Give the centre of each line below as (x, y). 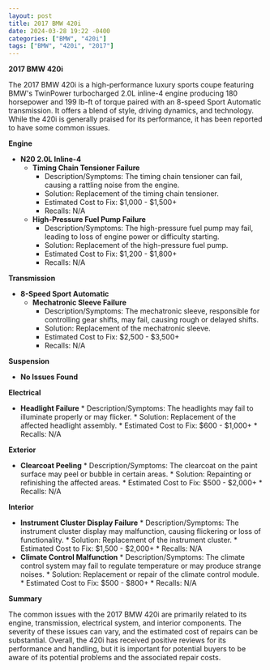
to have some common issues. (60, 128)
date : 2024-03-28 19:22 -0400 (60, 31)
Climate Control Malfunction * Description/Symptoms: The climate (133, 557)
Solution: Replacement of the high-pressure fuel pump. (136, 245)
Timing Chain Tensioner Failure (86, 168)
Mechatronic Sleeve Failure (79, 303)
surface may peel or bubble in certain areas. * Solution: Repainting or (135, 474)
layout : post (30, 16)
